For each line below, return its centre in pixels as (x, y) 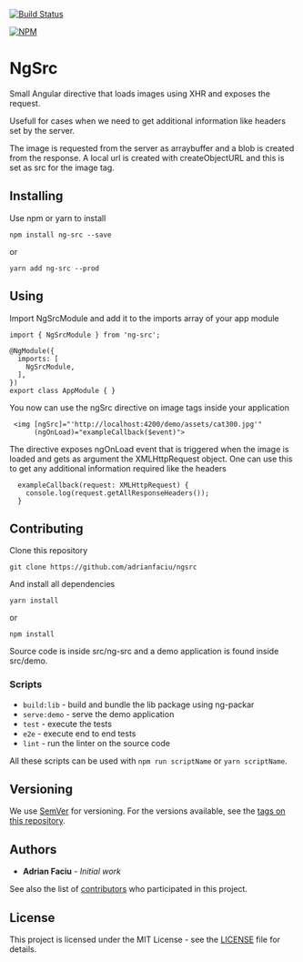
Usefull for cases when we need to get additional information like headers (148, 121)
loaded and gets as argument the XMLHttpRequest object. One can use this (151, 459)
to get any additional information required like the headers (118, 468)
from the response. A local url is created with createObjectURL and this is (147, 157)
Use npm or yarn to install (58, 218)
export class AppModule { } (63, 390)
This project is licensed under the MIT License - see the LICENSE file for (145, 940)
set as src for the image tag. (62, 167)
